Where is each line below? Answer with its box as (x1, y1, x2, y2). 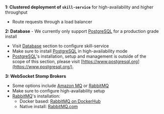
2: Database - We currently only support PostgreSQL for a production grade (5, 28, 159, 34)
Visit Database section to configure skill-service (12, 43, 109, 48)
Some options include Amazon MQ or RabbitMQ (12, 83, 109, 89)
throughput (5, 9, 28, 15)
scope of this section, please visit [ (12, 59, 83, 64)
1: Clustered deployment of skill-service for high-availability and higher (5, 4, 154, 10)
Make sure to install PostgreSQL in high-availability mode (12, 48, 128, 54)
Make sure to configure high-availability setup (12, 88, 105, 93)
